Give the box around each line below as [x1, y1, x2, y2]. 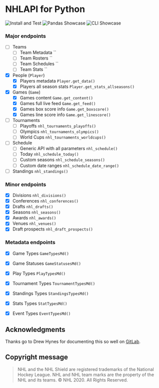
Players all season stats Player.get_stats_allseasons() [19, 83, 135, 89]
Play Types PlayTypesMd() [12, 270, 66, 276]
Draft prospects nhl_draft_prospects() [12, 226, 93, 232]
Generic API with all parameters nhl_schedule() [19, 145, 118, 151]
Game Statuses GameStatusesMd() [12, 260, 81, 266]
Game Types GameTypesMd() [12, 250, 69, 256]
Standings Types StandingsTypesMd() [12, 290, 89, 296]
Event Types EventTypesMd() [12, 310, 71, 316]
